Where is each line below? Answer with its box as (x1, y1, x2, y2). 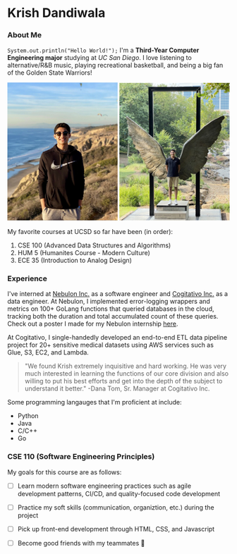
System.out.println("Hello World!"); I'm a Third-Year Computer (7, 46, 200, 54)
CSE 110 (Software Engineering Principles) (7, 452, 155, 462)
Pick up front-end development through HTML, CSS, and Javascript (17, 524, 215, 533)
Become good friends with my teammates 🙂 (17, 538, 145, 547)
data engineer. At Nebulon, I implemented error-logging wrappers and (7, 297, 210, 306)
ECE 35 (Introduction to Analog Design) (17, 256, 133, 265)
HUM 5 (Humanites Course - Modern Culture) (17, 249, 150, 257)
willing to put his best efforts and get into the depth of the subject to (24, 377, 223, 386)
